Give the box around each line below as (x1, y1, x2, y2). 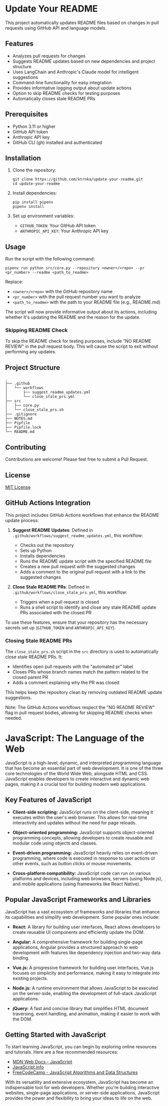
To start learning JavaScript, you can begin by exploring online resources (5, 1044, 157, 1050)
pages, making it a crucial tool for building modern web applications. (5, 781, 147, 787)
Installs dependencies (20, 552, 66, 559)
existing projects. (12, 975, 49, 981)
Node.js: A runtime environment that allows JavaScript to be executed (12, 985, 158, 991)
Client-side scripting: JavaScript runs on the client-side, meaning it (12, 809, 153, 815)
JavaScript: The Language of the (5, 733, 144, 744)
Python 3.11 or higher (12, 123, 56, 129)
